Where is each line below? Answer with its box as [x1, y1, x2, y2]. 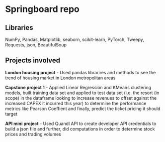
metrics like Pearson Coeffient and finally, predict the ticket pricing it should [5, 106, 161, 112]
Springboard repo [5, 3, 80, 15]
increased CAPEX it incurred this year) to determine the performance [5, 100, 147, 106]
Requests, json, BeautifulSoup [5, 42, 67, 48]
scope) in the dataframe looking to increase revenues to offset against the [5, 95, 157, 101]
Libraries [5, 23, 33, 32]
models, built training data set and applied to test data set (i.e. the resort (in [5, 90, 160, 96]
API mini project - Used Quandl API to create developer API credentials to [5, 121, 157, 127]
